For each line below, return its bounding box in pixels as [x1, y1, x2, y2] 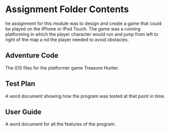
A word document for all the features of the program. [5, 121, 116, 127]
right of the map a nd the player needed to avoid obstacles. [5, 37, 129, 43]
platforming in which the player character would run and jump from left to [5, 31, 158, 37]
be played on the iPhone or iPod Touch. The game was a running [5, 25, 141, 31]
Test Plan [5, 80, 36, 88]
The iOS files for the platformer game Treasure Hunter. [5, 64, 119, 71]
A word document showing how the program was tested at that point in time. [5, 93, 165, 99]
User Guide [5, 108, 42, 116]
